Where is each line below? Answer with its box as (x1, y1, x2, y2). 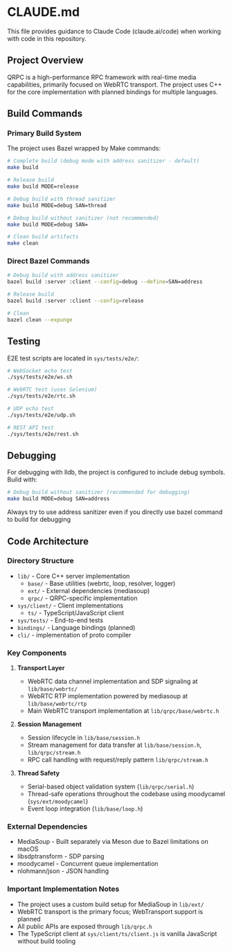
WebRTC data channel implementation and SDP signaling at (27, 677, 198, 686)
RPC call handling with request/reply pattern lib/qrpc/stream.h (27, 756, 209, 764)
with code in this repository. (7, 34, 87, 42)
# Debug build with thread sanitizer (7, 195, 116, 202)
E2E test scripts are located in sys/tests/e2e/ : (7, 354, 140, 362)
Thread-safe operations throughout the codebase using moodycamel (27, 790, 226, 798)
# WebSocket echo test (7, 367, 73, 374)
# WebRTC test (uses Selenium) (7, 386, 98, 394)
